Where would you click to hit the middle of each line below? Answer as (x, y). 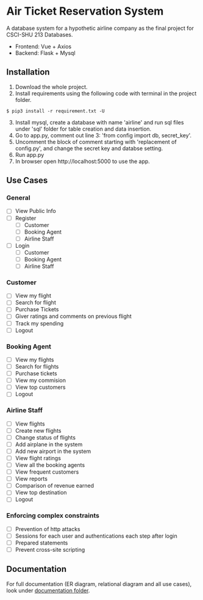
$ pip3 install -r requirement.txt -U (55, 111)
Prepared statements (41, 543)
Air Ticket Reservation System (85, 11)
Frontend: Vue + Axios (43, 46)
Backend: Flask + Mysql (45, 52)
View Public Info (35, 211)
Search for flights (37, 367)
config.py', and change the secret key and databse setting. (89, 148)
